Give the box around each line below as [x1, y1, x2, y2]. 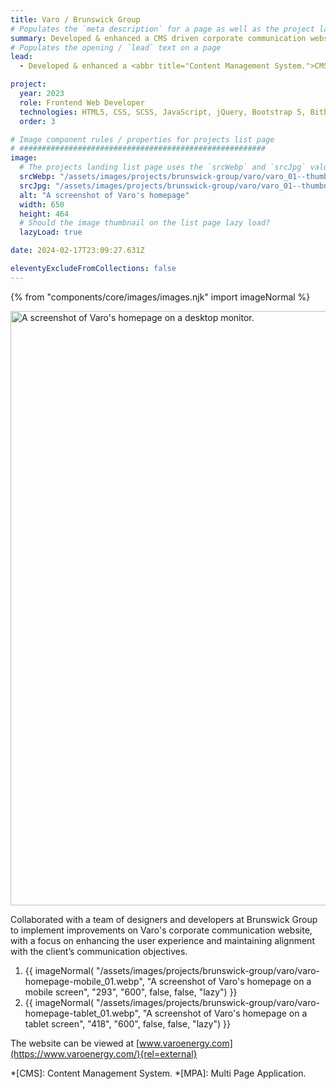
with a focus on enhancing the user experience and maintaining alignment [10, 934, 315, 946]
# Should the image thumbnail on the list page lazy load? [19, 218, 271, 228]
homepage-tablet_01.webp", [24, 1007, 141, 1019]
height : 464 [19, 209, 70, 219]
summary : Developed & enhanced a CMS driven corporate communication [10, 33, 307, 43]
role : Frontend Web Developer [19, 97, 145, 108]
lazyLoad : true [19, 227, 83, 238]
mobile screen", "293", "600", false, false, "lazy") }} [24, 986, 238, 998]
